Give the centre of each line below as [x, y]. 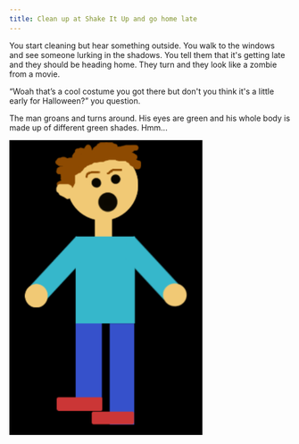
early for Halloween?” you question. [75, 101]
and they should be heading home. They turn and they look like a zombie [143, 64]
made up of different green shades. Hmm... [88, 127]
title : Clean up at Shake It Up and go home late [104, 19]
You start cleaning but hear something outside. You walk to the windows [142, 46]
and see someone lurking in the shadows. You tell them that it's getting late [147, 54]
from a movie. [35, 74]
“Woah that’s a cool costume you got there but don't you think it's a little [142, 91]
